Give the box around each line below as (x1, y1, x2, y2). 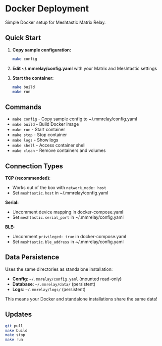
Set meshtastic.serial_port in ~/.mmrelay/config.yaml (12, 214, 124, 220)
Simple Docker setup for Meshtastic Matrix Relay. (5, 19, 106, 25)
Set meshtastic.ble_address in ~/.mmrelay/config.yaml (12, 239, 124, 245)
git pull (5, 323, 23, 328)
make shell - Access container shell (12, 142, 86, 148)
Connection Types (5, 162, 63, 170)
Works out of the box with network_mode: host (12, 185, 107, 191)
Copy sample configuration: (12, 47, 72, 52)
